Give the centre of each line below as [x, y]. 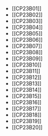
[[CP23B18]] [27, 115]
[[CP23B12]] [26, 77]
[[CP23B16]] [27, 102]
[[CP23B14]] [27, 90]
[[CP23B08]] [27, 52]
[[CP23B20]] [27, 127]
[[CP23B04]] [27, 27]
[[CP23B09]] [27, 59]
